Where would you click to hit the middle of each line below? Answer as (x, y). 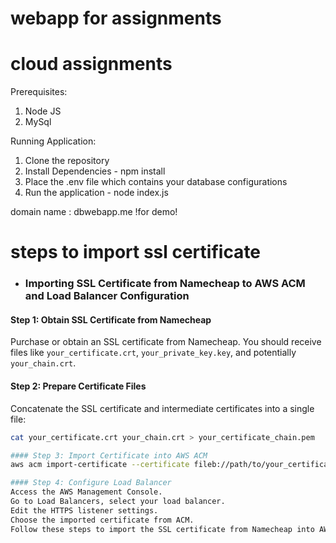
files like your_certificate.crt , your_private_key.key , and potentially (153, 353)
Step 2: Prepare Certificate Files (78, 386)
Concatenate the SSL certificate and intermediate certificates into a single (162, 408)
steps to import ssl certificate (136, 252)
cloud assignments (91, 64)
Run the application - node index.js (96, 193)
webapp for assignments (116, 18)
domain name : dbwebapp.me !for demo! (94, 212)
